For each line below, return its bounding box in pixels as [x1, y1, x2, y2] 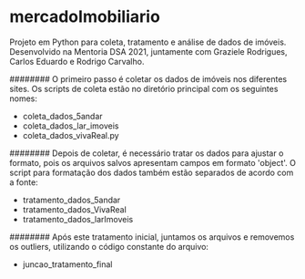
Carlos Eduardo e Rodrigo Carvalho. [9, 56, 145, 67]
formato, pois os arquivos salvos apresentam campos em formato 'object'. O [9, 157, 296, 168]
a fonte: [9, 176, 38, 188]
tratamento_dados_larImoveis [22, 213, 134, 224]
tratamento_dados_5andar [22, 194, 121, 205]
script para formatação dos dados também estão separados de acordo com [9, 167, 294, 178]
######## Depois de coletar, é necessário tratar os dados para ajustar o [9, 148, 284, 159]
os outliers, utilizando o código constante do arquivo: [9, 241, 209, 252]
